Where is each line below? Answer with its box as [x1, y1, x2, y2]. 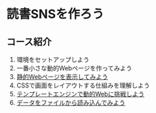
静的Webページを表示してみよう [16, 73, 108, 81]
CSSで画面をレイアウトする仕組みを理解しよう [16, 81, 150, 90]
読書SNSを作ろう [6, 6, 105, 22]
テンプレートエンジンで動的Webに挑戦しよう [16, 90, 145, 98]
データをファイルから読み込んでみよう [16, 99, 126, 107]
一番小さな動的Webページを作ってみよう [16, 64, 133, 72]
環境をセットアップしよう [16, 56, 90, 63]
